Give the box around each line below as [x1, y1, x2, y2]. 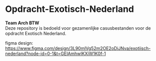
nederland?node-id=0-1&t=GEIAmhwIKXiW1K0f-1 [5, 51, 106, 57]
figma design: [5, 40, 33, 46]
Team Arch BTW [5, 20, 40, 26]
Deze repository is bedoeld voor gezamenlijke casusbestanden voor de [5, 25, 151, 31]
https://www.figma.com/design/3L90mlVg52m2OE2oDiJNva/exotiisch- [5, 45, 151, 51]
